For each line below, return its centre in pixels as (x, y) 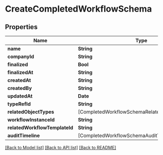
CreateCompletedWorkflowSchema (78, 9)
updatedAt (20, 96)
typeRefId (19, 104)
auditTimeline (24, 136)
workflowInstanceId (31, 120)
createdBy (20, 88)
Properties (21, 27)
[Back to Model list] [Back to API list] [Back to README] (61, 147)
